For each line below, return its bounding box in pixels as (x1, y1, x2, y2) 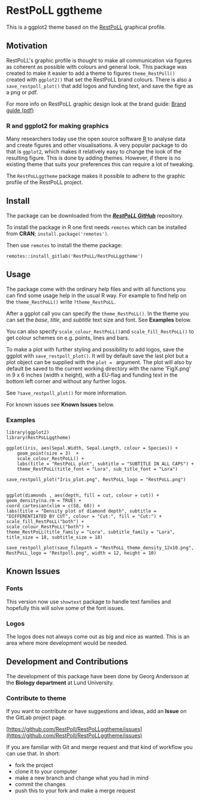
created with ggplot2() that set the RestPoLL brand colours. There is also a (6, 76, 192, 83)
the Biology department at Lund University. (6, 679, 114, 686)
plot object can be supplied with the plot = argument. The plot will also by (6, 358, 192, 366)
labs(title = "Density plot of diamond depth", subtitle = (6, 508, 157, 514)
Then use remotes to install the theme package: (6, 241, 123, 249)
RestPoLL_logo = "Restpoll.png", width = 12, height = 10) (6, 550, 157, 556)
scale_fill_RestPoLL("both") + (6, 518, 84, 525)
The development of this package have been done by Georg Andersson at (6, 672, 189, 679)
